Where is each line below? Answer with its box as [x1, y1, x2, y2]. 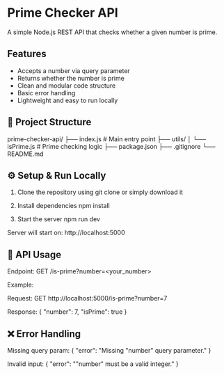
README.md [7, 150, 44, 158]
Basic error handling [17, 88, 76, 97]
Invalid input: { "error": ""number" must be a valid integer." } [7, 360, 179, 368]
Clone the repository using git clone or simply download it [17, 188, 183, 196]
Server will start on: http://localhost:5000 [7, 228, 125, 237]
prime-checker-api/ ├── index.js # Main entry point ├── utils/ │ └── [7, 134, 207, 143]
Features [7, 48, 47, 60]
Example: [7, 280, 34, 289]
